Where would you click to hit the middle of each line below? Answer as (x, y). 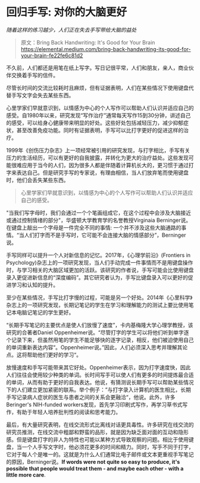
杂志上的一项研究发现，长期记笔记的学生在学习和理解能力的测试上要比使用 (97, 305)
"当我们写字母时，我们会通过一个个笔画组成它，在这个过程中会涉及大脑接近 (99, 212)
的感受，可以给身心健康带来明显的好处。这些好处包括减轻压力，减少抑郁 (95, 123)
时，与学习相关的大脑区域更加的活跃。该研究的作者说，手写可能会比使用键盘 (100, 270)
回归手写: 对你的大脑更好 (66, 12)
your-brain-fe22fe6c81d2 (52, 55)
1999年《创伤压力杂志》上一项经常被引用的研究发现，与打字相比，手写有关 (98, 150)
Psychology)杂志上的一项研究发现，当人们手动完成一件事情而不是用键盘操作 (100, 262)
